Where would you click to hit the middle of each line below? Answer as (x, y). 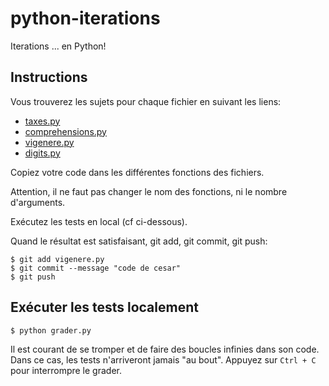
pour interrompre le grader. (66, 370)
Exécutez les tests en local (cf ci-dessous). (99, 221)
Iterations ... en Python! (58, 46)
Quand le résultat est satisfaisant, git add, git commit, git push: (139, 241)
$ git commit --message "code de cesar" (96, 268)
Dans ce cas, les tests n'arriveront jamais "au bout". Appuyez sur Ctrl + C (163, 359)
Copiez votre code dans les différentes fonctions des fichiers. (137, 172)
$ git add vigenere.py (57, 259)
